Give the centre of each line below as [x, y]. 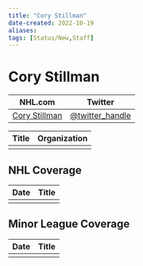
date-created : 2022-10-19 [51, 23]
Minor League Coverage [69, 224]
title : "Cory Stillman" [48, 15]
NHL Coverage [45, 170]
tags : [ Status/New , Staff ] [51, 38]
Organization [62, 138]
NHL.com [37, 102]
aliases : [23, 30]
